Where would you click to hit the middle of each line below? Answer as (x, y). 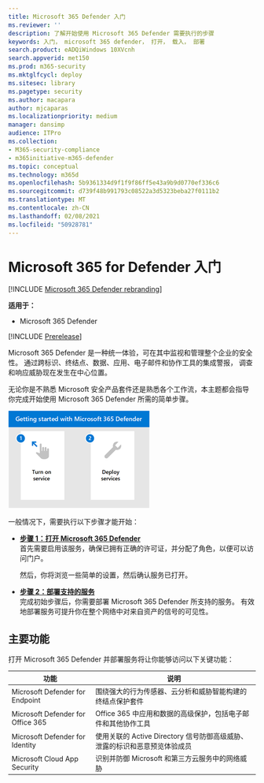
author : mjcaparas (38, 108)
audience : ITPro (35, 133)
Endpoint (26, 700)
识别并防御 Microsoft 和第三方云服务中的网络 (168, 758)
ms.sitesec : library (42, 83)
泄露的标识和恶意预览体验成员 (144, 746)
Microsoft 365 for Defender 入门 (115, 267)
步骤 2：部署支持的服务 (57, 592)
